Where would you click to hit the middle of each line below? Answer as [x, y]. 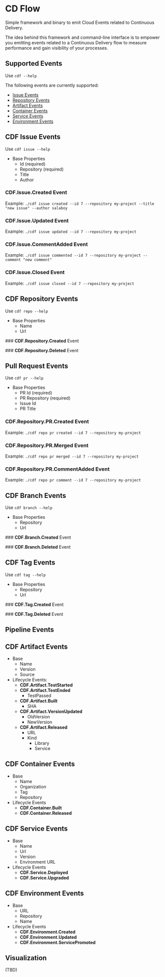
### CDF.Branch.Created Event [38, 537]
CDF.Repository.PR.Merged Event [47, 445]
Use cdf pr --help [24, 378]
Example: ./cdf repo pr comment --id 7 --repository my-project [73, 480]
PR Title [28, 409]
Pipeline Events [30, 630]
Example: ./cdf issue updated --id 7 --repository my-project [71, 231]
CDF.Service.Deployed [44, 872]
